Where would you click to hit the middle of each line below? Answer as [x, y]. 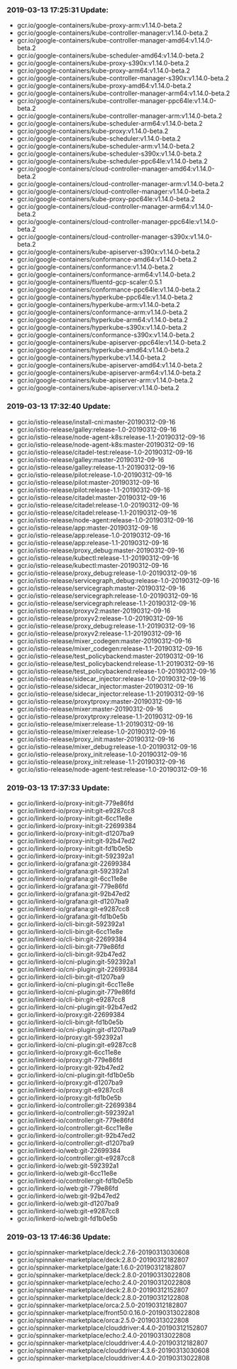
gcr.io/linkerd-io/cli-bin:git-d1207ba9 [71, 977]
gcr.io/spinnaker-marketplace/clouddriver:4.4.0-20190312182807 [112, 1343]
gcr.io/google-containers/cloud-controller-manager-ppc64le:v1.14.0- [117, 222]
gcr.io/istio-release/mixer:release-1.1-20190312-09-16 [95, 724]
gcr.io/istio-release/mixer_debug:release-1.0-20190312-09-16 [107, 746]
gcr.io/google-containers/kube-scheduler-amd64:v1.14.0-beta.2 [110, 55]
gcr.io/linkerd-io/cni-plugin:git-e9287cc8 [77, 1045]
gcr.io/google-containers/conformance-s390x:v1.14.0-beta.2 [106, 335]
